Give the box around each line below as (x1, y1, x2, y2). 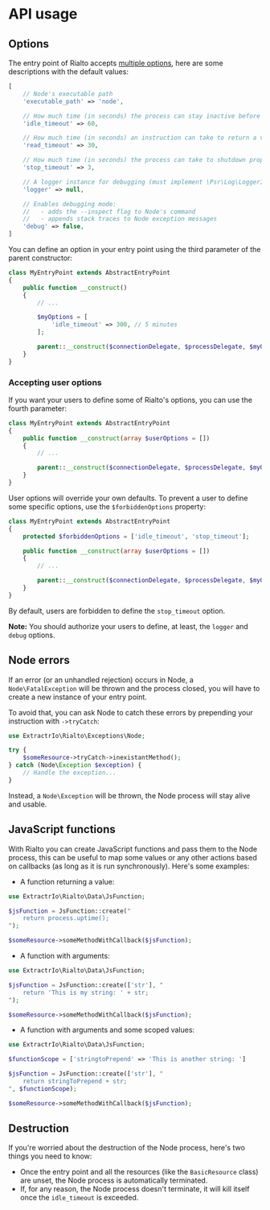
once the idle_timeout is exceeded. (19, 1193, 139, 1203)
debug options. (8, 630, 55, 640)
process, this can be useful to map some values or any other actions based (8, 852, 257, 862)
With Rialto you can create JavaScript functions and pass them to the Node (8, 843, 258, 854)
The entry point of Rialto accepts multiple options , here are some (8, 58, 223, 68)
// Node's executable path (22, 89, 113, 97)
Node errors (8, 653, 71, 667)
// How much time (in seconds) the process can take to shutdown (22, 156, 247, 164)
